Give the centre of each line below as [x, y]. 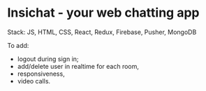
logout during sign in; [48, 59]
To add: [18, 45]
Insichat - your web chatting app [103, 13]
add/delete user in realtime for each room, [78, 66]
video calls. [34, 81]
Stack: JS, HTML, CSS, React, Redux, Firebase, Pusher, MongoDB [102, 32]
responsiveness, [41, 74]
